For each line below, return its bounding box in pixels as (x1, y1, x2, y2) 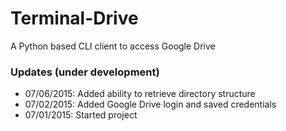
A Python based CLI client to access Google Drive (10, 40, 216, 52)
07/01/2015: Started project (24, 109, 138, 121)
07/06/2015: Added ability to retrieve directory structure (24, 88, 256, 100)
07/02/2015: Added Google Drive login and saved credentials (24, 98, 277, 111)
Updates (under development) (10, 65, 160, 79)
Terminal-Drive (10, 7, 139, 30)
